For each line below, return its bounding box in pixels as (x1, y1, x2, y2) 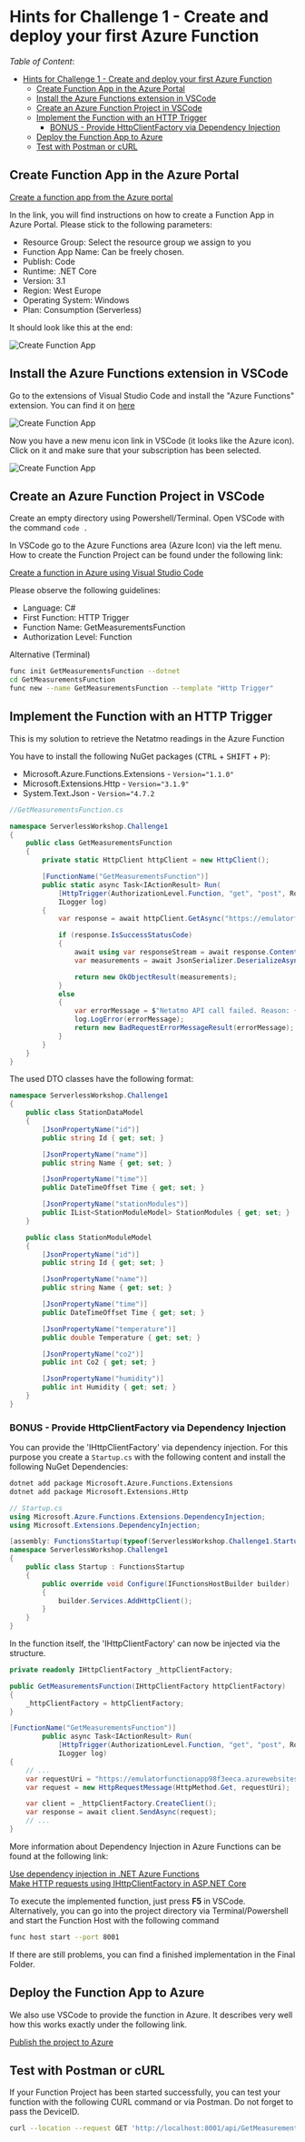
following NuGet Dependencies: (9, 1461, 129, 1472)
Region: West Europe (22, 285, 102, 296)
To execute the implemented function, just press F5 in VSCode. (9, 1895, 246, 1906)
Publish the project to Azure (9, 2036, 113, 2047)
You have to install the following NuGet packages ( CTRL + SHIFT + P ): (9, 751, 271, 762)
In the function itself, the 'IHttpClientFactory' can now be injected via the (9, 1638, 280, 1649)
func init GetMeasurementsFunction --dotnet (9, 667, 181, 676)
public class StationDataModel (25, 1108, 144, 1117)
